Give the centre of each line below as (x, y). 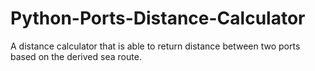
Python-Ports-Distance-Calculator (158, 18)
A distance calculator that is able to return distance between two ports (155, 46)
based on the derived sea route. (76, 56)
